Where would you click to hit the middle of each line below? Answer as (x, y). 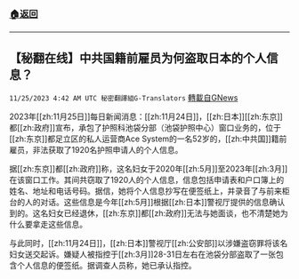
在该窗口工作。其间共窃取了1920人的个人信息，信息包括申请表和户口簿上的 (147, 180)
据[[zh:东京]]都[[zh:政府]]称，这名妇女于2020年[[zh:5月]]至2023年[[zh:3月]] (149, 169)
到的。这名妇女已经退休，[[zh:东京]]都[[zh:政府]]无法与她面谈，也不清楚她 (145, 213)
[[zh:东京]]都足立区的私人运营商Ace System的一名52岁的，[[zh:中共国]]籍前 (148, 139)
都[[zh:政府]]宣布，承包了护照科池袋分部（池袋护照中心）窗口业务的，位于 (145, 128)
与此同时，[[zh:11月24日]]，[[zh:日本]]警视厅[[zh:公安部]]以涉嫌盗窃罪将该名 (149, 243)
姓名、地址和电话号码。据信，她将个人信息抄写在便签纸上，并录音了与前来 (145, 191)
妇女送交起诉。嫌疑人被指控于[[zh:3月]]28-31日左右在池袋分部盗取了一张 (142, 254)
